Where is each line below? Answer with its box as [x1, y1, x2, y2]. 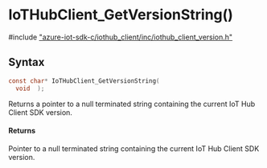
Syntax [8, 55, 45, 69]
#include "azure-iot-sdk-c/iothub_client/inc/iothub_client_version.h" [8, 32, 233, 42]
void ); [15, 84, 45, 92]
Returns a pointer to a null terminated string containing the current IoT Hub [8, 99, 256, 109]
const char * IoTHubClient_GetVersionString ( [8, 76, 160, 85]
